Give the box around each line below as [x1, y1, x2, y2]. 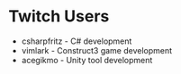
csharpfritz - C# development [21, 36, 132, 46]
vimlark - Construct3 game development [21, 45, 173, 55]
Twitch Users [8, 6, 110, 27]
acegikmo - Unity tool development [21, 54, 153, 65]
